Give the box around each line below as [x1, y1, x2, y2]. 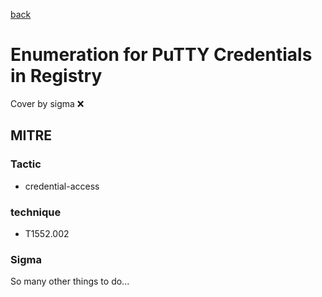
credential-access [24, 180, 100, 192]
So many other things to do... [10, 275, 130, 288]
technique [10, 205, 62, 219]
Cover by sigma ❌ [10, 97, 85, 109]
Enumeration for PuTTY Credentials [10, 44, 313, 66]
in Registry [10, 65, 103, 88]
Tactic [10, 157, 42, 171]
